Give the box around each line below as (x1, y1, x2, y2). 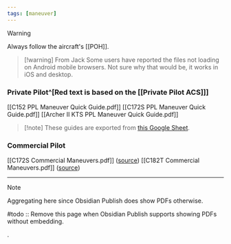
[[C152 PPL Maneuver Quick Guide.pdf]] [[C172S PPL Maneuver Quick (7, 102, 206, 111)
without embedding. (7, 217, 64, 225)
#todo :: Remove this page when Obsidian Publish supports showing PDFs (7, 210, 217, 219)
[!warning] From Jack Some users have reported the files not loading (23, 56, 220, 64)
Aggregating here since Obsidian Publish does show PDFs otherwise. (7, 197, 203, 205)
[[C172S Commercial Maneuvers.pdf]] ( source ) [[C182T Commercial (7, 156, 200, 165)
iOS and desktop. (23, 70, 74, 78)
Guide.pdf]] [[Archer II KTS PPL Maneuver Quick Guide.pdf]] (7, 110, 179, 118)
